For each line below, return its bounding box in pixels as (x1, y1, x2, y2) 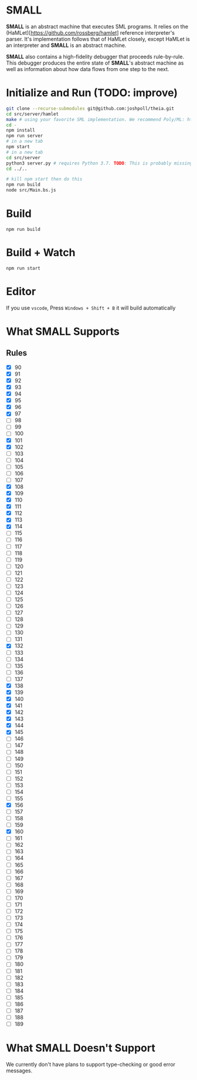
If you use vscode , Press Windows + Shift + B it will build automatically (6, 304, 176, 311)
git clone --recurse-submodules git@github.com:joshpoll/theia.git (6, 105, 175, 112)
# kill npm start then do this (6, 176, 83, 182)
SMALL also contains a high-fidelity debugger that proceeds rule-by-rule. (6, 53, 185, 60)
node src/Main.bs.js (6, 187, 57, 193)
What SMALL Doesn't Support (6, 1041, 155, 1055)
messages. (6, 1067, 33, 1074)
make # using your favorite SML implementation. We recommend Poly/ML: (6, 116, 185, 122)
